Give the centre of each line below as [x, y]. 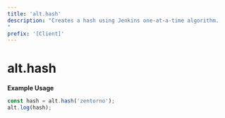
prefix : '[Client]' [36, 34]
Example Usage [31, 88]
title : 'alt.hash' [34, 14]
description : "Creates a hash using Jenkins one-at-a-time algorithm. [113, 20]
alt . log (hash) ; [30, 108]
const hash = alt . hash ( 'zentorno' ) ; [61, 101]
